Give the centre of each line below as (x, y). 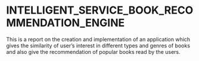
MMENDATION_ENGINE (66, 23)
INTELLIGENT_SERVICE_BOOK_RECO (100, 10)
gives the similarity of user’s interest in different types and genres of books (98, 46)
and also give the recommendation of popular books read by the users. (93, 52)
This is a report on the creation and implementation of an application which (98, 39)
